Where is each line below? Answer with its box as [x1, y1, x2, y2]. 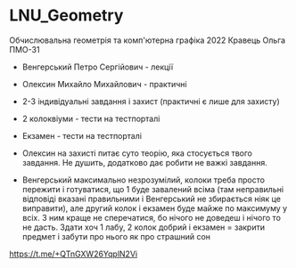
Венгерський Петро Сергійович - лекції [21, 61, 174, 72]
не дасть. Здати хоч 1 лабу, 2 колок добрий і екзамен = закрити [21, 222, 266, 232]
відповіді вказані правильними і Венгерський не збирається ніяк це [21, 193, 281, 204]
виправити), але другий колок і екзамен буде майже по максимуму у [21, 202, 288, 214]
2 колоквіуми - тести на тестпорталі [21, 113, 160, 124]
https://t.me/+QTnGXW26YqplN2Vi [9, 248, 138, 259]
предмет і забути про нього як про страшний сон [21, 231, 211, 241]
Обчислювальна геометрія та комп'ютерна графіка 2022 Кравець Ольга [9, 35, 286, 45]
